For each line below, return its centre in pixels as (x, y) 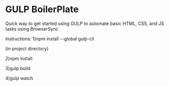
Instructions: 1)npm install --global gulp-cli (50, 39)
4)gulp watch (19, 78)
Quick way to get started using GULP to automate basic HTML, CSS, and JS (85, 23)
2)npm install (19, 58)
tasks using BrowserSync (32, 28)
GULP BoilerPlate (42, 9)
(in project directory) (27, 48)
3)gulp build (18, 68)
